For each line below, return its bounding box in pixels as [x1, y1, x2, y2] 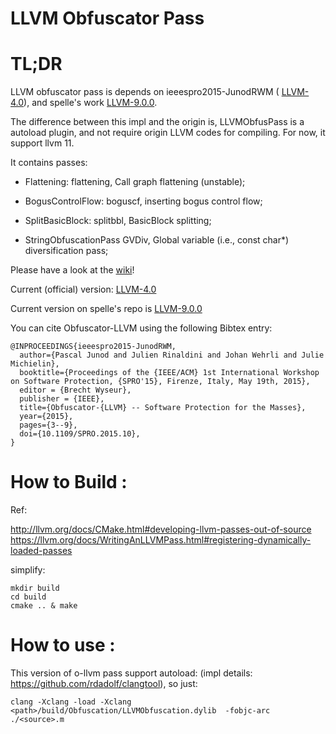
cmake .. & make [10, 601, 78, 611]
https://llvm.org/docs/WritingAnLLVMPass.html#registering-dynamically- [10, 534, 312, 546]
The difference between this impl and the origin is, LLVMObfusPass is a [10, 116, 305, 128]
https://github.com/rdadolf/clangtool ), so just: [10, 678, 198, 689]
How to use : [10, 634, 116, 657]
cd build [10, 592, 47, 602]
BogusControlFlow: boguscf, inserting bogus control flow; [24, 195, 263, 207]
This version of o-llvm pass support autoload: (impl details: [10, 667, 253, 679]
